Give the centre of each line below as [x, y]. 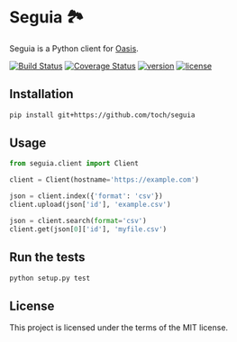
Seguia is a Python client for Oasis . [74, 48]
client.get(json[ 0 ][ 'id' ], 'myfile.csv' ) [88, 229]
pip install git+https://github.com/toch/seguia [102, 115]
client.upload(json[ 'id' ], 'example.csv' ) [90, 205]
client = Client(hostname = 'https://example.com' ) [105, 180]
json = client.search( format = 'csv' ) [78, 220]
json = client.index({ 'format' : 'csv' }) [87, 196]
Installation [41, 94]
